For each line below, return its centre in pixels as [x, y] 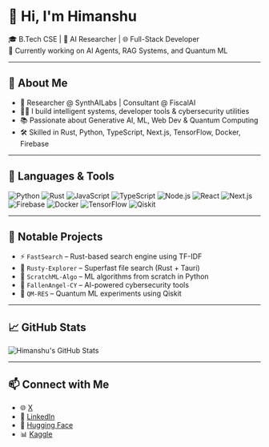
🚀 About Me [38, 83]
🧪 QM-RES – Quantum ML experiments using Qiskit [100, 294]
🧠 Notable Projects [56, 237]
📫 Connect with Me [59, 384]
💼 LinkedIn [37, 417]
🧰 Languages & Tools [61, 177]
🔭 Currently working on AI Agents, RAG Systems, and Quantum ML [118, 50]
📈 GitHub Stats [47, 327]
